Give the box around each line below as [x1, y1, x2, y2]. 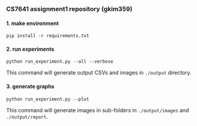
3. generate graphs [6, 82, 55, 90]
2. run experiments [6, 45, 55, 53]
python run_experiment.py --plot [6, 96, 90, 102]
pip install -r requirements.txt [6, 33, 90, 39]
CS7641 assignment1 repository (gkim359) [6, 5, 133, 13]
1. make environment [6, 20, 59, 27]
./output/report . [6, 113, 48, 120]
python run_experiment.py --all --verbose [6, 59, 113, 64]
